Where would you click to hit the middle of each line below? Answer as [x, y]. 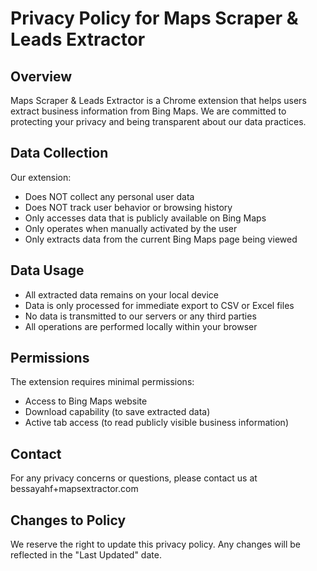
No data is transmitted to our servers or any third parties [140, 316]
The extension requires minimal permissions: [102, 382]
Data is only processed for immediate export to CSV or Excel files [159, 305]
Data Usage [47, 270]
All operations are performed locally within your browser [141, 326]
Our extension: [41, 177]
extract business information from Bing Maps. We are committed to [148, 111]
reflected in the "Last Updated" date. [86, 555]
